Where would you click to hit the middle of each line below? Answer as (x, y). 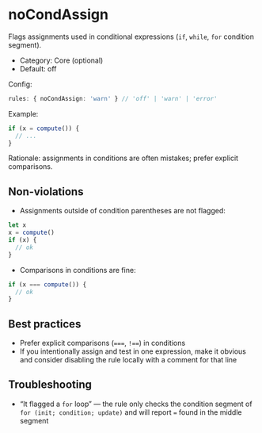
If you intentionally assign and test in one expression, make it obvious (133, 351)
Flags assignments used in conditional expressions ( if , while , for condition (131, 36)
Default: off (38, 68)
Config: (21, 84)
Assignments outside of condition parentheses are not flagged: (122, 211)
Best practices (45, 324)
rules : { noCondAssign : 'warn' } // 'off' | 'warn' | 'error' (113, 98)
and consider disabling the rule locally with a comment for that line (128, 360)
